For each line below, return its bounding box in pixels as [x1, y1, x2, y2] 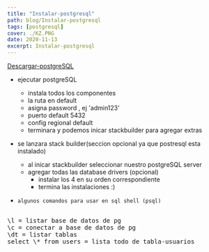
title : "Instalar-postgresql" [7, 10, 95, 17]
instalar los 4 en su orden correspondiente [38, 175, 160, 184]
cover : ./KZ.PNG [7, 29, 54, 37]
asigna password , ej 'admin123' [27, 104, 120, 112]
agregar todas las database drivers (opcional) [27, 168, 159, 176]
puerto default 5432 [27, 111, 86, 119]
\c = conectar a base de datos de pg [7, 224, 137, 231]
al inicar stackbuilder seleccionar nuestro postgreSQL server [27, 161, 202, 168]
